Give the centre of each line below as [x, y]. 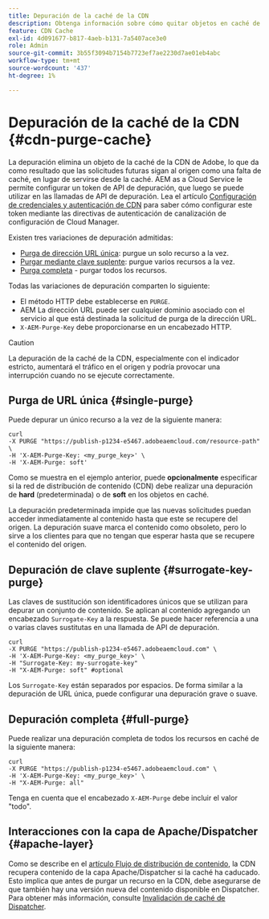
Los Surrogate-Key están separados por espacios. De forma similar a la [126, 686]
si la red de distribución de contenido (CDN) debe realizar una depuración [130, 486]
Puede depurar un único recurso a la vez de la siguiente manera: [115, 420]
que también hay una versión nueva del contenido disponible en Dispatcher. [134, 889]
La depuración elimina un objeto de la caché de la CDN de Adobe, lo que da [134, 162]
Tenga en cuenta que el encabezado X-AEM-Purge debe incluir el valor [123, 798]
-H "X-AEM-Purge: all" [46, 783]
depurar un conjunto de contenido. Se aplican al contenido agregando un [129, 610]
